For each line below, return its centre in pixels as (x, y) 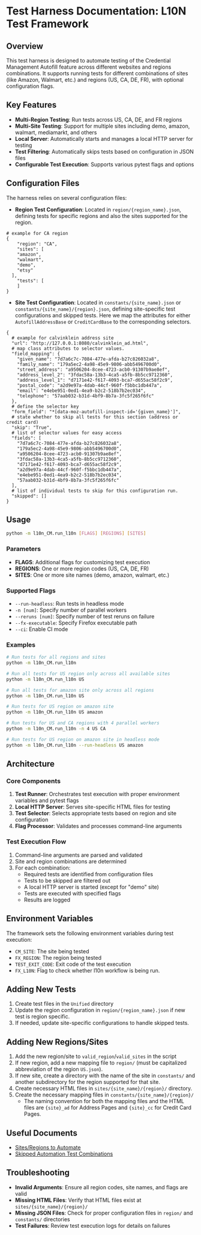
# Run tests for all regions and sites (56, 658)
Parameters (23, 549)
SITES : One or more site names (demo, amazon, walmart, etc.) (92, 575)
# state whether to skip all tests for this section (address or (95, 417)
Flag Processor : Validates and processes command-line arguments (98, 826)
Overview (25, 46)
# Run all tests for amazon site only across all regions (80, 690)
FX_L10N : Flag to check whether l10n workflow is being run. (87, 970)
